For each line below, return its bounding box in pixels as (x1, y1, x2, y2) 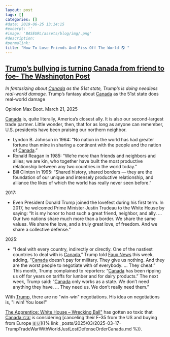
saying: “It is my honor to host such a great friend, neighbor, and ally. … (12, 210, 162, 217)
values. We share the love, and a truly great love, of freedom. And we (12, 221, 158, 227)
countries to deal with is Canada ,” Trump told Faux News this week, (12, 252, 154, 258)
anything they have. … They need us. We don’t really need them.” (12, 284, 150, 290)
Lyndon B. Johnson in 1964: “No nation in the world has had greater (12, 137, 154, 143)
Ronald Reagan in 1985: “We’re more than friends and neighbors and (12, 153, 156, 159)
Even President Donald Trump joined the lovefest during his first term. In (12, 199, 164, 206)
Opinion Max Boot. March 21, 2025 (5, 106, 78, 112)
